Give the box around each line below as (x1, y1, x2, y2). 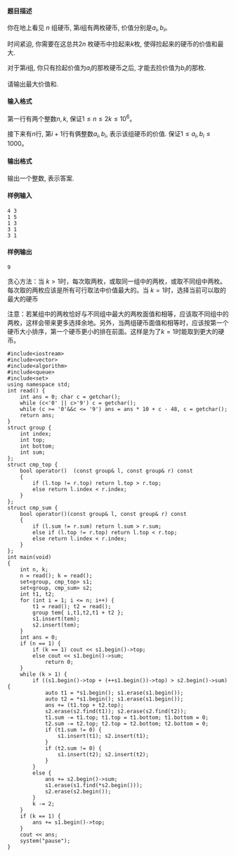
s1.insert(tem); (32, 615, 80, 623)
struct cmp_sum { (7, 505, 58, 512)
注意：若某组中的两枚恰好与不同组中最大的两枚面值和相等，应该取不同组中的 (7, 310, 229, 319)
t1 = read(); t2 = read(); (32, 603, 112, 610)
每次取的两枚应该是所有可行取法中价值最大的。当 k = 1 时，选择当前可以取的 (7, 286, 226, 295)
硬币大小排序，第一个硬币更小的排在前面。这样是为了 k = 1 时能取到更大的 (7, 328, 219, 336)
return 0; (44, 659, 74, 666)
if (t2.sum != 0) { (44, 745, 102, 752)
